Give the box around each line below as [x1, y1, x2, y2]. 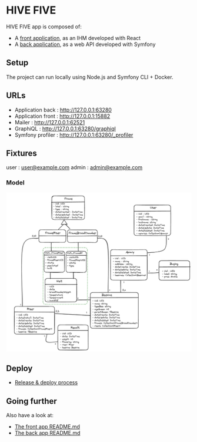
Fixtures [6, 148, 37, 158]
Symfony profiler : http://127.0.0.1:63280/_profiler [14, 131, 133, 138]
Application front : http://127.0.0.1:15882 [14, 113, 111, 120]
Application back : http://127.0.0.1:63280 [14, 106, 112, 113]
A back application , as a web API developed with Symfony [14, 41, 156, 48]
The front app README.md [14, 423, 81, 430]
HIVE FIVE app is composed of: [6, 23, 82, 30]
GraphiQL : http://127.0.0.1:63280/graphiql [14, 125, 116, 132]
